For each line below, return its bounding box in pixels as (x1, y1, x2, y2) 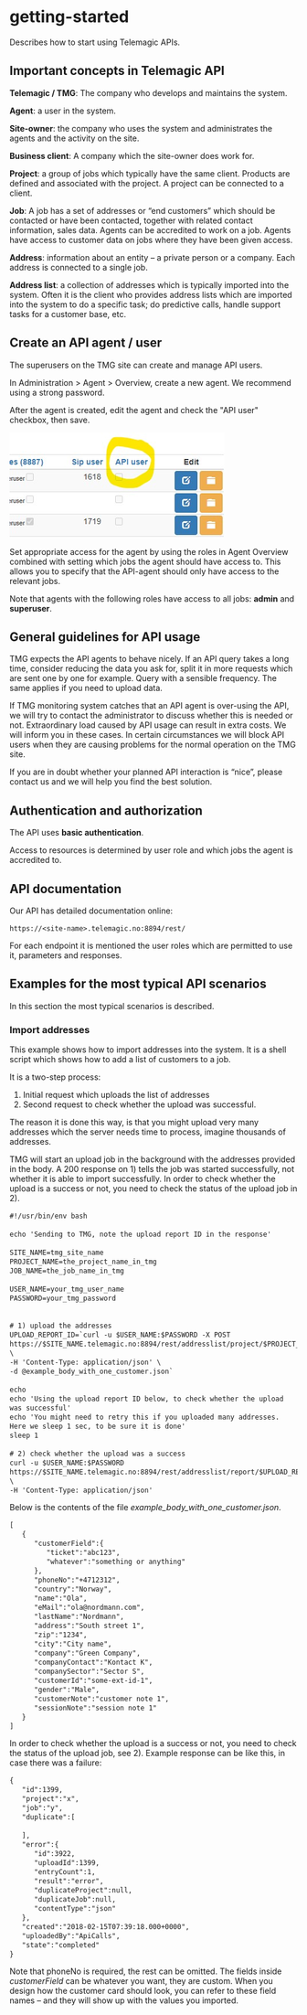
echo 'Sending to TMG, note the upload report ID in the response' (9, 1230, 272, 1240)
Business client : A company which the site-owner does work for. (9, 150, 255, 161)
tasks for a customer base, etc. (9, 308, 126, 319)
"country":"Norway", (33, 1584, 112, 1594)
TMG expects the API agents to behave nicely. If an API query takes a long (9, 654, 290, 665)
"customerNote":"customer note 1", (33, 1694, 170, 1704)
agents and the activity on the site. (9, 133, 140, 144)
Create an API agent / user (9, 336, 163, 351)
